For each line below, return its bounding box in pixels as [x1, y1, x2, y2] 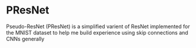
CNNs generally [6, 35, 45, 42]
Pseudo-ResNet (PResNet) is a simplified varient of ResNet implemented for [6, 23, 190, 30]
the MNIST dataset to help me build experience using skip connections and [6, 29, 188, 36]
